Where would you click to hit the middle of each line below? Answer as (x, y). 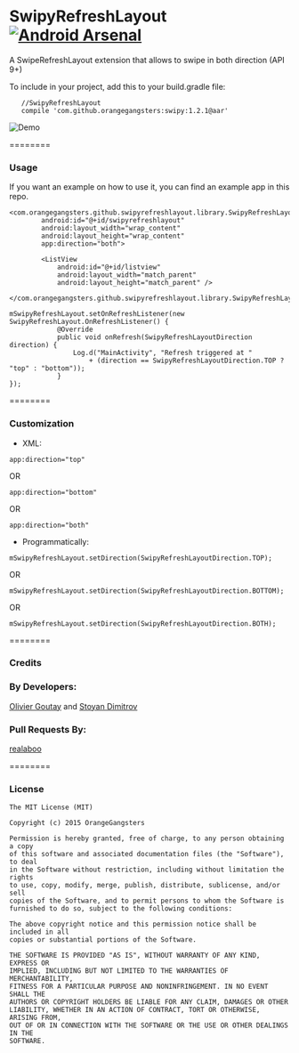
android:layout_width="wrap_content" (111, 229)
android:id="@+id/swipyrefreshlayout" (113, 221)
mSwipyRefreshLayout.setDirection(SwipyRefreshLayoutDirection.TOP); (141, 558)
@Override (75, 330)
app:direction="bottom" (53, 492)
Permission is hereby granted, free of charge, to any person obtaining (147, 838)
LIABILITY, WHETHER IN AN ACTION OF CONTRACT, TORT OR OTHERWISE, (135, 1010)
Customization (42, 424)
